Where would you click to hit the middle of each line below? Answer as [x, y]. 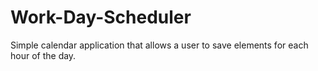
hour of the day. [43, 55]
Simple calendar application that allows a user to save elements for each [159, 45]
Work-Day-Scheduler [101, 17]
